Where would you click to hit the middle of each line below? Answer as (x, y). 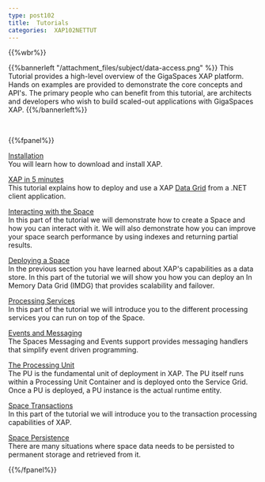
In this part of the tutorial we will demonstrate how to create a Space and (127, 220)
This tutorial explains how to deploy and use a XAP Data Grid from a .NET (128, 188)
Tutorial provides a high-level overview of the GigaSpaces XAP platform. (126, 77)
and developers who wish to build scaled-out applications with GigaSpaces (131, 102)
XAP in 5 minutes (36, 179)
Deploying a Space (39, 261)
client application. (37, 196)
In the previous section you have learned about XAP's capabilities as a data (131, 269)
